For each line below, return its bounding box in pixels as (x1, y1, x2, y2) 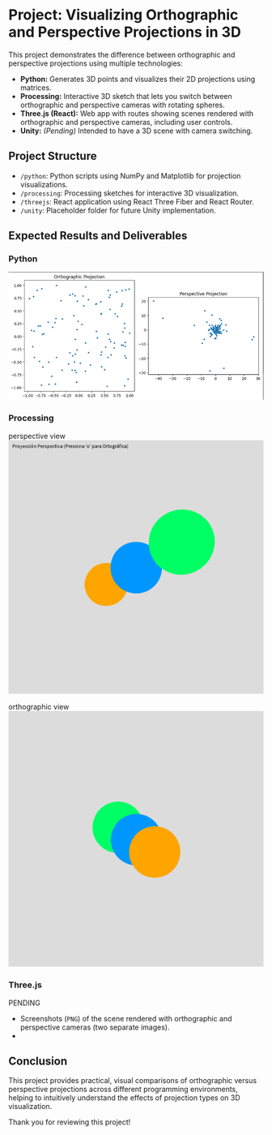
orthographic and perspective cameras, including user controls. (19, 117, 233, 127)
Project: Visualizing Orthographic (8, 6, 239, 24)
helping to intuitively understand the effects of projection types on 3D (8, 1093, 240, 1103)
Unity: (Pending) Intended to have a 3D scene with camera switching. (19, 126, 253, 135)
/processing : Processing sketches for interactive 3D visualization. (19, 188, 240, 198)
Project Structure (8, 149, 97, 163)
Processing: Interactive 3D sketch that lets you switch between (19, 91, 232, 101)
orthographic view (8, 702, 70, 712)
